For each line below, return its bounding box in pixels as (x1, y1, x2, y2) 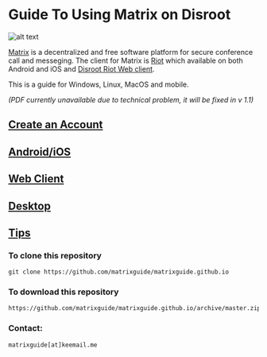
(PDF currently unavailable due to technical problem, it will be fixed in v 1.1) (8, 95, 254, 104)
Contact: (8, 323, 43, 334)
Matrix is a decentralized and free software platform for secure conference (8, 47, 253, 56)
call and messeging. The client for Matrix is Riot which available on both (8, 56, 244, 65)
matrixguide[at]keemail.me (8, 340, 98, 349)
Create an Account (8, 118, 103, 132)
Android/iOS (8, 145, 72, 158)
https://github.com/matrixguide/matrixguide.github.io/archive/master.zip (8, 305, 261, 312)
